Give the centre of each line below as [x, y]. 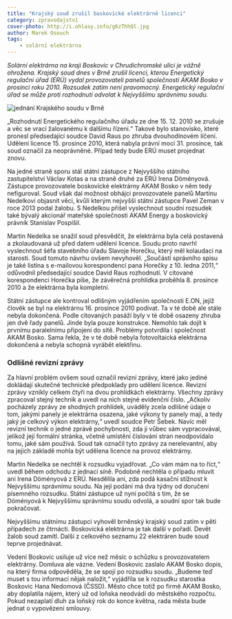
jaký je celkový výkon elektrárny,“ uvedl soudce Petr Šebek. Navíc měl [107, 422]
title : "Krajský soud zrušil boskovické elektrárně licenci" [97, 13]
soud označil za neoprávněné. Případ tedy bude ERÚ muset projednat [106, 150]
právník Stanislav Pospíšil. [44, 223]
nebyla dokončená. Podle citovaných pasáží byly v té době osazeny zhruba [114, 315]
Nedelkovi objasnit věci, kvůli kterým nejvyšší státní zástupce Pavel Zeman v [116, 200]
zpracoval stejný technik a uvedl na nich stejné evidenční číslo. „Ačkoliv [109, 400]
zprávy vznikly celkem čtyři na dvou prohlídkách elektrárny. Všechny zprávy [115, 392]
